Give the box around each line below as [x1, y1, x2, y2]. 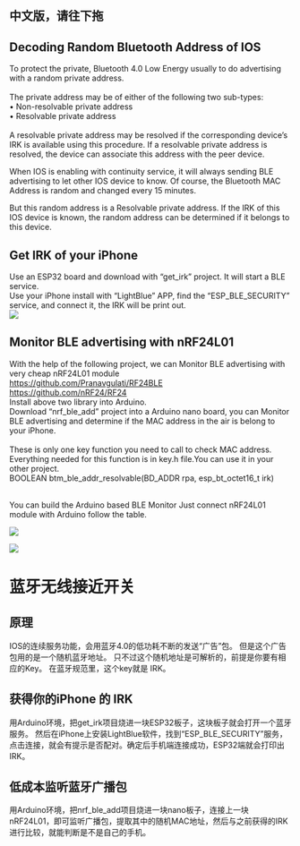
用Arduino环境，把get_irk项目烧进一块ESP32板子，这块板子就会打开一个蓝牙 [9, 717, 292, 728]
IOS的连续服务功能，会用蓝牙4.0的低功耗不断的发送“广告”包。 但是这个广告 [9, 640, 287, 651]
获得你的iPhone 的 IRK [9, 692, 133, 707]
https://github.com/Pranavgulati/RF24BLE [9, 377, 163, 388]
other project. [9, 463, 60, 474]
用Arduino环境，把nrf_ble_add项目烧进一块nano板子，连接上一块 [9, 805, 249, 816]
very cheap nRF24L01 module [9, 368, 120, 379]
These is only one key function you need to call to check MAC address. [9, 444, 272, 455]
